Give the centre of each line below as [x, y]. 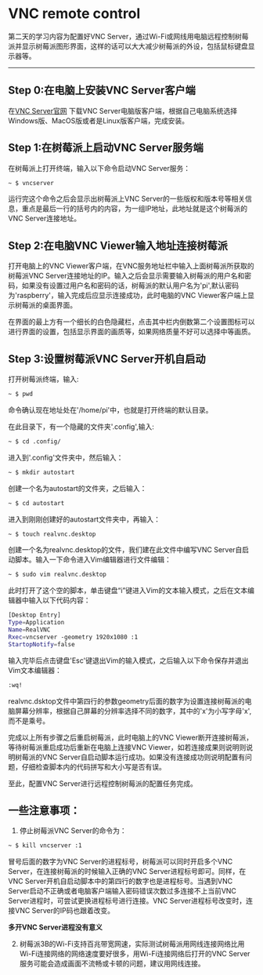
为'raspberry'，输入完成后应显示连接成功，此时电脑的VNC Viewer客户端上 [128, 296]
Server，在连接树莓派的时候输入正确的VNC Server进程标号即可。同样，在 [127, 871]
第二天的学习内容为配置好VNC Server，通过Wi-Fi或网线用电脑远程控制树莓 [128, 36]
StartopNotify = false [42, 644]
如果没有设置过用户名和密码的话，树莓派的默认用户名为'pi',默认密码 [130, 286]
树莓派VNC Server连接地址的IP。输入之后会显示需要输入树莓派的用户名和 [126, 276]
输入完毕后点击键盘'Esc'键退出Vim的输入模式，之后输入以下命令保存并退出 [128, 660]
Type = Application [36, 623]
